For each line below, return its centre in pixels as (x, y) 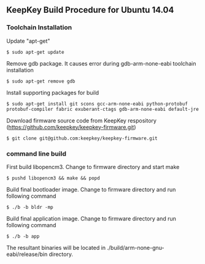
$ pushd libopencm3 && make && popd (53, 178)
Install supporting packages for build (53, 92)
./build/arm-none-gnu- (136, 247)
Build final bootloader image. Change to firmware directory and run (91, 189)
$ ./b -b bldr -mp (30, 207)
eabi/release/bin (27, 254)
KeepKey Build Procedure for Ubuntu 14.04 (90, 10)
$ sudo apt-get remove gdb (41, 81)
